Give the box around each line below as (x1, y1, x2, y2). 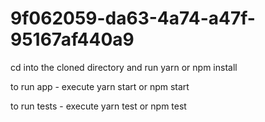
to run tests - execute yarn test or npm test (10, 100, 187, 112)
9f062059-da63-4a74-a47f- (10, 7, 256, 30)
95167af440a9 (10, 28, 135, 51)
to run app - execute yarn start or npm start (10, 80, 190, 92)
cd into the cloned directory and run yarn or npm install (10, 61, 238, 73)
